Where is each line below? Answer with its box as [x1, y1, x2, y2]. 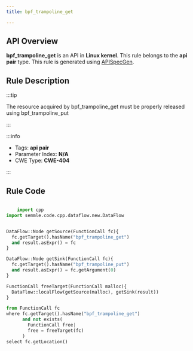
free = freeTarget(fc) [27, 327, 84, 334]
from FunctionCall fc [6, 306, 60, 312]
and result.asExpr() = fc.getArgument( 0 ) [11, 267, 117, 273]
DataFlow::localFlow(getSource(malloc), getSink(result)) [11, 289, 160, 295]
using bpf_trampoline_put [6, 109, 69, 117]
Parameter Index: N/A [14, 151, 69, 158]
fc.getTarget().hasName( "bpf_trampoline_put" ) [11, 261, 130, 268]
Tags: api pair [14, 144, 50, 151]
